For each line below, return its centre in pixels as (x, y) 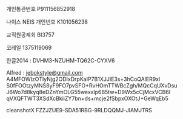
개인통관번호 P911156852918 (41, 9)
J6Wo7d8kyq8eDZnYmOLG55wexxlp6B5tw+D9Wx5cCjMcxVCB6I (88, 92)
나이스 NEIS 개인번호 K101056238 (47, 22)
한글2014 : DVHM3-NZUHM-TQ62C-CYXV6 (61, 60)
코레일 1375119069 (29, 48)
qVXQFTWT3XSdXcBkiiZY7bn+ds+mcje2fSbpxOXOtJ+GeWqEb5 (87, 98)
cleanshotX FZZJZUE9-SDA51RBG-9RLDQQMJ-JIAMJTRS (79, 110)
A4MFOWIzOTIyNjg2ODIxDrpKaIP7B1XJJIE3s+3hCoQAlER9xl (83, 79)
